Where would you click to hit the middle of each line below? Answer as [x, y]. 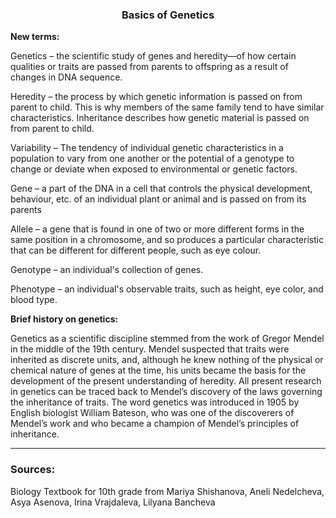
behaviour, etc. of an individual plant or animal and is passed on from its [158, 199]
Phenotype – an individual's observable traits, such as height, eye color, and [167, 289]
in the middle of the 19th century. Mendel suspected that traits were [150, 349]
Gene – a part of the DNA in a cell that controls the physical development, [161, 189]
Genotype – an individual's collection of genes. [107, 270]
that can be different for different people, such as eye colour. [136, 250]
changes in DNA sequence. [66, 77]
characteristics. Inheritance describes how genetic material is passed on [160, 118]
